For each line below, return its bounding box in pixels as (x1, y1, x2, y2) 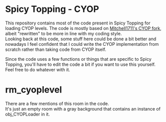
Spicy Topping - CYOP (5, 3, 99, 15)
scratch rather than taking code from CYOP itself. (5, 46, 106, 52)
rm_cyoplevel (5, 84, 62, 96)
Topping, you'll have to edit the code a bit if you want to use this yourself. (5, 61, 156, 67)
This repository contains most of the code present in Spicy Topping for (5, 20, 151, 26)
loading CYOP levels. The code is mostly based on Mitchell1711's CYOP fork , (5, 25, 162, 31)
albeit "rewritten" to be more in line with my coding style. (5, 30, 122, 36)
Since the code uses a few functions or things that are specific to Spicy (5, 56, 152, 62)
